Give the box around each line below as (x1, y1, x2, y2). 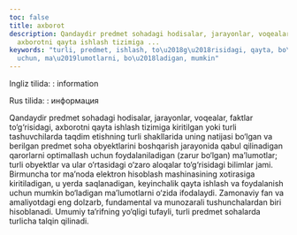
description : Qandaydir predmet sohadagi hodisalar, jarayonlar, (9, 29, 255, 38)
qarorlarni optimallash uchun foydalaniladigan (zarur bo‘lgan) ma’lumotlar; (9, 150, 278, 160)
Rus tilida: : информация (9, 95, 99, 106)
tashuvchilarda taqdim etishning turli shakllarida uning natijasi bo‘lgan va (9, 132, 273, 141)
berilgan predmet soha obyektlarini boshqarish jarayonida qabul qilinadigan (9, 140, 283, 151)
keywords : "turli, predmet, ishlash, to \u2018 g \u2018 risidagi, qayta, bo (9, 46, 287, 55)
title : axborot (9, 21, 65, 30)
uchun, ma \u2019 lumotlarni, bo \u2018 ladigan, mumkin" (17, 54, 219, 63)
